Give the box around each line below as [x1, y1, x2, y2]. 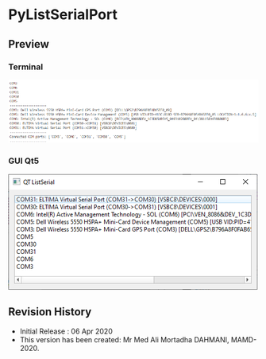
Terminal [8, 61, 44, 72]
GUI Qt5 [8, 155, 40, 166]
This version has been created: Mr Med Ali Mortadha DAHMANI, [19, 334, 229, 344]
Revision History [8, 305, 92, 319]
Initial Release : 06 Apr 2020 [19, 326, 113, 336]
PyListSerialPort [8, 6, 118, 24]
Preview [8, 37, 50, 51]
